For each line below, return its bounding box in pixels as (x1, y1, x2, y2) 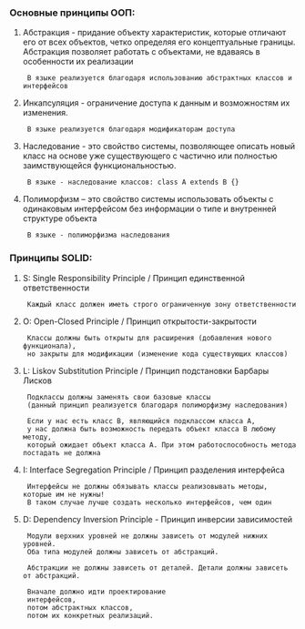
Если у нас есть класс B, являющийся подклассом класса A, (26, 416, 256, 425)
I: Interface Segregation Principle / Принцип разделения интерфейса (22, 464, 285, 475)
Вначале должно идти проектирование (26, 587, 167, 596)
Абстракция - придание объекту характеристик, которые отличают (22, 27, 287, 38)
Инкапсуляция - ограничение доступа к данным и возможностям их (22, 97, 290, 108)
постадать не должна (22, 448, 101, 457)
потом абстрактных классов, (26, 603, 134, 612)
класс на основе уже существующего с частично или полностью (22, 150, 278, 161)
